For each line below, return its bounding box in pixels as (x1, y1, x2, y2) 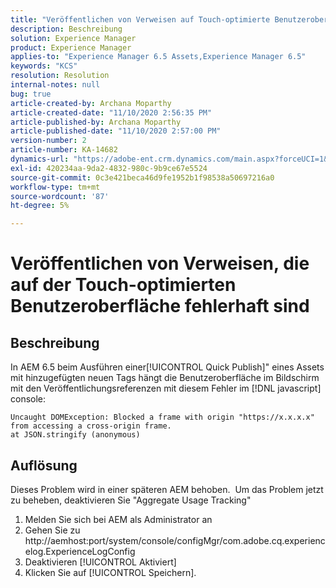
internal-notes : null (10, 80, 101, 90)
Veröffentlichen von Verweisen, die (10, 252, 310, 275)
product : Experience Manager (10, 42, 132, 53)
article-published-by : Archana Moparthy (10, 117, 182, 127)
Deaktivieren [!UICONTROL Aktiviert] (24, 556, 177, 568)
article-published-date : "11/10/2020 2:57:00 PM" (10, 126, 222, 136)
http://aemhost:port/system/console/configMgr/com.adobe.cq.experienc (24, 534, 326, 546)
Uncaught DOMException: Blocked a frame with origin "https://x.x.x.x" (10, 412, 315, 423)
